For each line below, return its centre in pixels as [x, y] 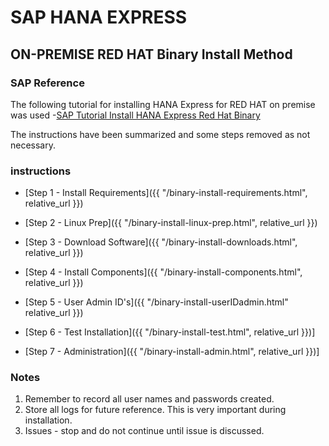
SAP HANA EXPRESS [99, 17]
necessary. [33, 145]
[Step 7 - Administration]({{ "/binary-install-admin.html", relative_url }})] [172, 352]
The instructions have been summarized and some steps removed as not [160, 134]
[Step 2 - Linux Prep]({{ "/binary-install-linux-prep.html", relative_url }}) [171, 223]
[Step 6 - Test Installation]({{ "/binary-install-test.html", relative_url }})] [170, 332]
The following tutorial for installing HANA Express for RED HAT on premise [163, 104]
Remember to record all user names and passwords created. [149, 399]
